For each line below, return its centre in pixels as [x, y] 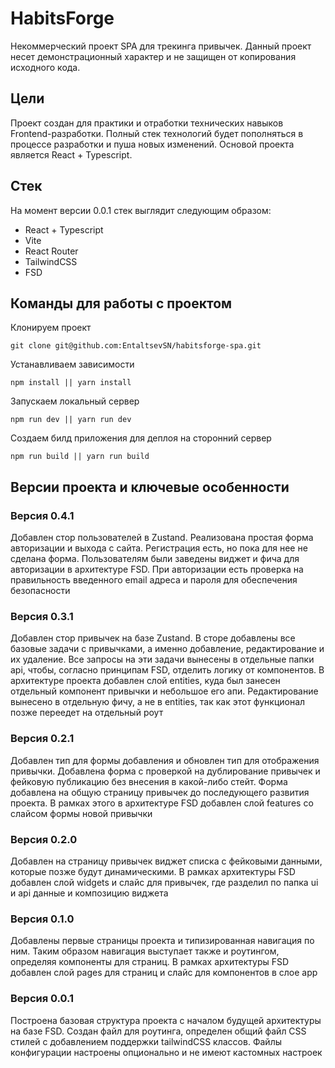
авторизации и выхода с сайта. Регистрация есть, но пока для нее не [159, 548]
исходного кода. [45, 67]
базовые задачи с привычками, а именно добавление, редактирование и [167, 649]
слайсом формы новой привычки [81, 813]
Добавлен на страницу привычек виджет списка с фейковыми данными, [166, 861]
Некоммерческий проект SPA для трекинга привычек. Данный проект [161, 46]
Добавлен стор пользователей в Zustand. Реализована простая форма [162, 538]
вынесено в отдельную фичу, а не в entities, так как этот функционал [158, 702]
